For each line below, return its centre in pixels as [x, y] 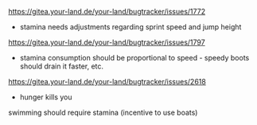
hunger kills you [46, 97]
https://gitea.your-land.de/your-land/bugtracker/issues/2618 [107, 82]
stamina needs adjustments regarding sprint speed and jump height [130, 27]
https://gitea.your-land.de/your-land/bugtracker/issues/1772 [107, 12]
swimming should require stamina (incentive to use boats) [103, 112]
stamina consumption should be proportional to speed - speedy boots [134, 58]
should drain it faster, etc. [62, 66]
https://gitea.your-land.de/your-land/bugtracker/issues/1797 [107, 42]
